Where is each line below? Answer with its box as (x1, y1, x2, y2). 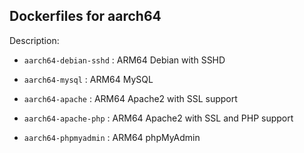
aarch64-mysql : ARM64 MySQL (23, 73, 154, 85)
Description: (9, 34, 60, 46)
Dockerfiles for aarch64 (9, 8, 162, 25)
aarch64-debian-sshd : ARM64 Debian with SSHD (23, 54, 226, 66)
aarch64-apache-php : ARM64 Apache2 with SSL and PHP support (23, 112, 294, 124)
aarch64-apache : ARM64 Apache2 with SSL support (23, 92, 238, 104)
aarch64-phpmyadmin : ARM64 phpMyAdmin (23, 131, 201, 143)
